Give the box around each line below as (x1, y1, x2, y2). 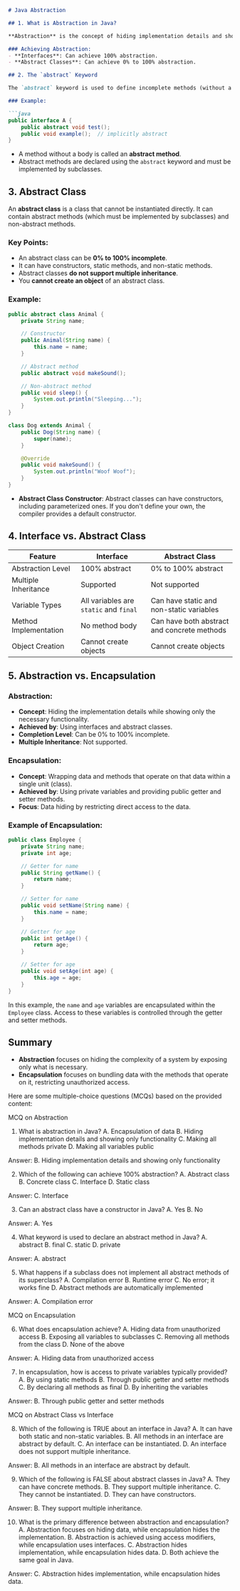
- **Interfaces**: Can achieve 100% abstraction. (8, 52, 159, 59)
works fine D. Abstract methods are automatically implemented (18, 1283, 204, 1292)
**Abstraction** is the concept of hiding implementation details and (8, 32, 222, 39)
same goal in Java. (18, 1556, 74, 1565)
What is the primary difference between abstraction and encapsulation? (18, 1518, 229, 1527)
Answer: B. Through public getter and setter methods (8, 1397, 165, 1405)
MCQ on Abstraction (8, 1113, 68, 1122)
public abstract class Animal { (8, 311, 104, 318)
